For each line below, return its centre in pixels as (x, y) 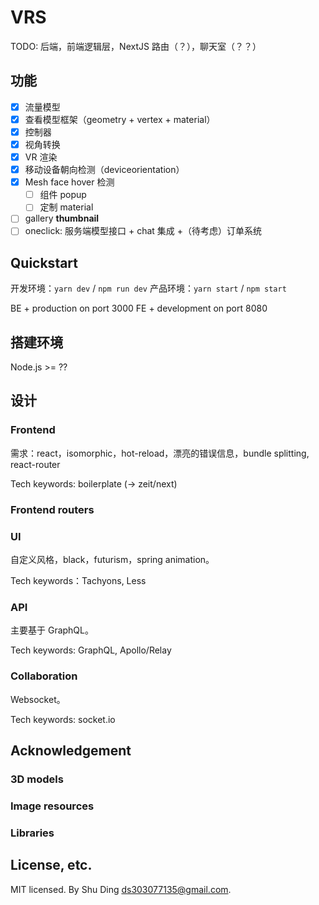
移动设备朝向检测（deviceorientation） (104, 170)
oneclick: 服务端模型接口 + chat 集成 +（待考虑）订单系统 (143, 231)
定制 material (66, 207)
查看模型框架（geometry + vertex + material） (120, 119)
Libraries (32, 833)
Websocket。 (38, 699)
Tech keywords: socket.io (63, 719)
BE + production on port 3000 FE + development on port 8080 (139, 308)
